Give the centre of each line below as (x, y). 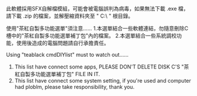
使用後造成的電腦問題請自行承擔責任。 (63, 43)
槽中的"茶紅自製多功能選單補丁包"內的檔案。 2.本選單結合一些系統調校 (91, 36)
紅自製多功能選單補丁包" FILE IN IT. (57, 74)
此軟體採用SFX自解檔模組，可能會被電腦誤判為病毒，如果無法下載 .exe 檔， (98, 8)
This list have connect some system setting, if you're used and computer (103, 80)
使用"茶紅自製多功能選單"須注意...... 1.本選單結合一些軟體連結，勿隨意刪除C (97, 28)
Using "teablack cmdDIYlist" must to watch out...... (67, 55)
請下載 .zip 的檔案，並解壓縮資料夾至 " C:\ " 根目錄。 (70, 16)
